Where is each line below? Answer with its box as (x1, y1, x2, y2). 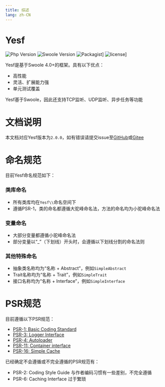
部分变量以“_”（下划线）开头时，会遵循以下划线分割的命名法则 (12, 238, 145, 244)
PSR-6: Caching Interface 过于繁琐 (12, 376, 86, 382)
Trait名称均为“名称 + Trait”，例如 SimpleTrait (12, 272, 107, 278)
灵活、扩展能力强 (12, 79, 49, 85)
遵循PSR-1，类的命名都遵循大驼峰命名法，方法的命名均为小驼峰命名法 (12, 205, 160, 211)
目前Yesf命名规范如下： (5, 172, 55, 179)
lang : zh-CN (5, 12, 31, 17)
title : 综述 (5, 7, 29, 13)
